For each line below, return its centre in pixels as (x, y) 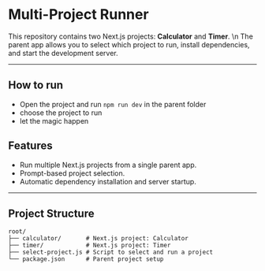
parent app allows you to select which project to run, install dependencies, (129, 44)
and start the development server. (63, 53)
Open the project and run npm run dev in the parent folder (113, 104)
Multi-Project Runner (78, 15)
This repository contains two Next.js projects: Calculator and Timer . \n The (131, 36)
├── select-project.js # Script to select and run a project (111, 252)
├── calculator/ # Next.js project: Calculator (99, 239)
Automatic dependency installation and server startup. (108, 181)
